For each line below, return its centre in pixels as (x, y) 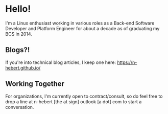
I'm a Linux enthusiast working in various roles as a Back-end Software (80, 23)
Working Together (35, 84)
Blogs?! (18, 50)
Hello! (18, 9)
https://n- (127, 62)
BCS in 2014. (19, 34)
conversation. (20, 107)
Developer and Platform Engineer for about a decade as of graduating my (82, 28)
